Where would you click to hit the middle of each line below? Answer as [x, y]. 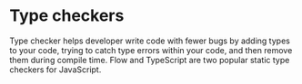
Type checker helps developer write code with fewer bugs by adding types [150, 41]
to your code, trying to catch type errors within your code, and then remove [151, 50]
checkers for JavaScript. [55, 70]
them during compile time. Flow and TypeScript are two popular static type [150, 60]
